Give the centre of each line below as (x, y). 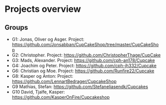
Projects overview (43, 9)
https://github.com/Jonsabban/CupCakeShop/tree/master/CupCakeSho (85, 45)
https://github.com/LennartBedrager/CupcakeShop (64, 81)
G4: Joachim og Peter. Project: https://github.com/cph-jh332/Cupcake (84, 66)
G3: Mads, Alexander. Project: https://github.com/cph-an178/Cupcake (83, 60)
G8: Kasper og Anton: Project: (42, 76)
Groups (16, 27)
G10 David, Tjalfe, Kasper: (38, 92)
